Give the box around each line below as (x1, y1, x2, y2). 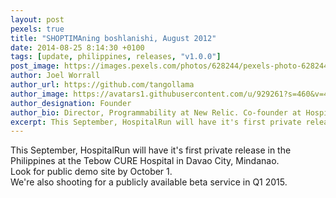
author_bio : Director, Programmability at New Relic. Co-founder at (10, 107, 302, 118)
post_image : (10, 61, 60, 71)
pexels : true (10, 24, 65, 34)
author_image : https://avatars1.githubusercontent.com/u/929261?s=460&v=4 (10, 89, 329, 99)
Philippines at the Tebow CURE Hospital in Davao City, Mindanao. (10, 155, 280, 167)
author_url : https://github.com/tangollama (10, 80, 195, 90)
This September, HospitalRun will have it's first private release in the (10, 144, 292, 156)
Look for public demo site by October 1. (10, 166, 173, 178)
